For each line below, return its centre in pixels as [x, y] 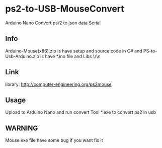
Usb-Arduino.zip [22, 56]
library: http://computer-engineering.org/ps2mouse [58, 84]
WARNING [22, 128]
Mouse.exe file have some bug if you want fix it [54, 140]
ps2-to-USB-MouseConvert [65, 9]
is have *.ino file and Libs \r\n [70, 56]
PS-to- [150, 51]
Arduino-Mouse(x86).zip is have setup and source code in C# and [74, 51]
